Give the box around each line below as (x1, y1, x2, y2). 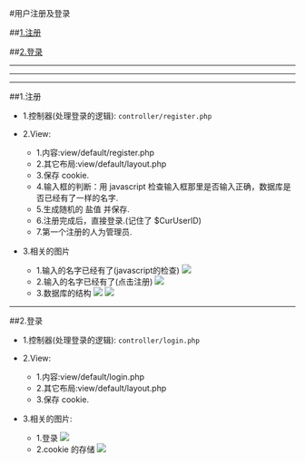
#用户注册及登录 (9, 8, 71, 18)
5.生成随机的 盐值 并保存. (35, 204, 130, 215)
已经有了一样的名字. (44, 193, 119, 203)
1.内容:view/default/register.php (35, 148, 155, 158)
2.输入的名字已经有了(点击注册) (35, 276, 153, 287)
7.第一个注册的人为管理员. (35, 227, 133, 237)
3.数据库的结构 (35, 288, 92, 298)
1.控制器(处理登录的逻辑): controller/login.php (22, 334, 200, 345)
